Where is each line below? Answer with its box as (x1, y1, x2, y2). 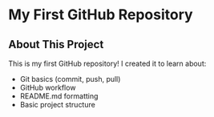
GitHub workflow (19, 83, 76, 92)
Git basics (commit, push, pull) (19, 75, 121, 83)
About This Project (8, 38, 104, 51)
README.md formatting (19, 91, 99, 101)
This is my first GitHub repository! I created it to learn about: (8, 58, 207, 68)
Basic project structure (19, 100, 96, 109)
